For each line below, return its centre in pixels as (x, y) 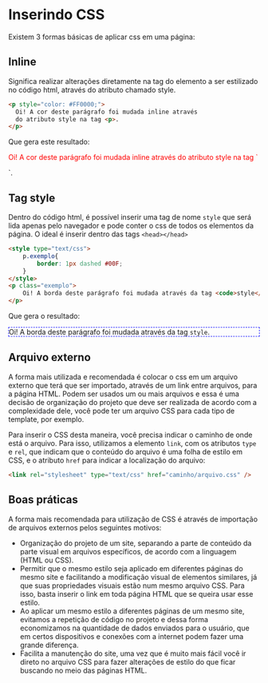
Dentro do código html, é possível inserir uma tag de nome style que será (130, 217)
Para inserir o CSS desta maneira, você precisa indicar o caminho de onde (130, 435)
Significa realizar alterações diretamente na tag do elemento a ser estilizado (133, 81)
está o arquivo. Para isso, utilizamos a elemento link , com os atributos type (132, 443)
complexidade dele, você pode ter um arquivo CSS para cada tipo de (122, 411)
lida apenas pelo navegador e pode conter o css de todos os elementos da (131, 226)
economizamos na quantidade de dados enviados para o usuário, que (134, 628)
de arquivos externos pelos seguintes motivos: (85, 527)
